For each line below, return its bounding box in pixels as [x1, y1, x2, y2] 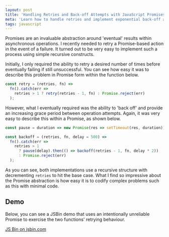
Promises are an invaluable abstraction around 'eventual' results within [5, 35, 152, 41]
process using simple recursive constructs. [5, 51, 95, 57]
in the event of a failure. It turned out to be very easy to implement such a [5, 46, 157, 52]
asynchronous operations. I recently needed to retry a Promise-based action [5, 41, 164, 47]
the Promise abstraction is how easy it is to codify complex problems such [5, 177, 159, 184]
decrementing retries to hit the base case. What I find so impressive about [5, 172, 161, 178]
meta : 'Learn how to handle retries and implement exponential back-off [5, 17, 161, 22]
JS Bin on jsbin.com [5, 226, 46, 232]
